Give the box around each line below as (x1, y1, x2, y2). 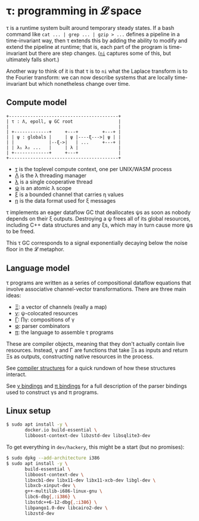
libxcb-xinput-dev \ (24, 483, 76, 489)
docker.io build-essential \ (24, 427, 97, 433)
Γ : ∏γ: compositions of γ (14, 316, 75, 323)
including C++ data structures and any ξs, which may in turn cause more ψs (6, 221, 194, 228)
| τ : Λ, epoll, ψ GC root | (6, 118, 121, 125)
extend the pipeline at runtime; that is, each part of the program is (6, 43, 168, 50)
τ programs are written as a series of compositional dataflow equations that (6, 279, 192, 286)
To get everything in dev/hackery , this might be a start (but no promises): (6, 444, 185, 451)
